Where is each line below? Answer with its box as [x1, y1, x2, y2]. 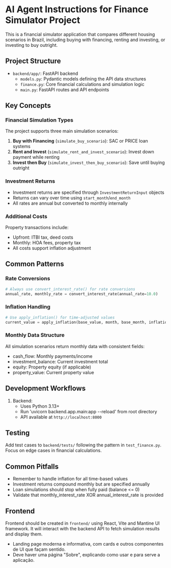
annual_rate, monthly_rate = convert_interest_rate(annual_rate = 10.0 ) [5, 291, 158, 296]
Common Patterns [5, 260, 65, 268]
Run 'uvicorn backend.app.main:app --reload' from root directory [20, 408, 157, 414]
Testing [5, 429, 30, 437]
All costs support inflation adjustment [12, 245, 91, 251]
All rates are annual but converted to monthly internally [12, 200, 128, 206]
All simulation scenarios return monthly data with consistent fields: [5, 343, 145, 349]
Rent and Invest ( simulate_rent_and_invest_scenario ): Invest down [12, 149, 154, 155]
